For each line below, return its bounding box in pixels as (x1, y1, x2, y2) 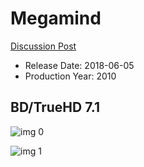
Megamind (10, 7, 102, 30)
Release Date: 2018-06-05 (24, 59, 135, 71)
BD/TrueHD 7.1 (10, 99, 100, 116)
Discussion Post (10, 40, 77, 52)
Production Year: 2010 (24, 70, 117, 82)
